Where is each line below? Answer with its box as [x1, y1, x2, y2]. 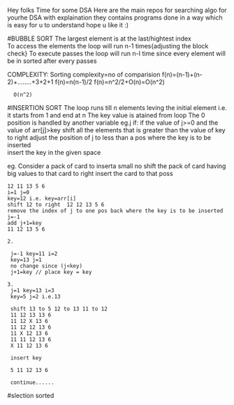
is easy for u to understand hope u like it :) [7, 21, 129, 29]
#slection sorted [7, 392, 54, 399]
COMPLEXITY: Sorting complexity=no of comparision [7, 70, 161, 78]
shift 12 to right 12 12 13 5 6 [7, 201, 105, 208]
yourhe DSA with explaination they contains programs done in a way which [7, 13, 223, 22]
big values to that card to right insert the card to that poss [7, 170, 173, 177]
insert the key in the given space [7, 149, 101, 156]
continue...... [10, 379, 54, 386]
